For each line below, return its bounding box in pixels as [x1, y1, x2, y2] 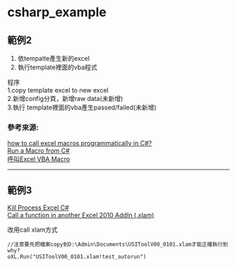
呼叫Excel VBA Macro [7, 155, 71, 163]
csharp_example [7, 4, 107, 20]
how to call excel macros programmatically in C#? [7, 139, 152, 148]
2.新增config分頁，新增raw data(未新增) [7, 95, 123, 102]
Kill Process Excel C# [7, 203, 69, 212]
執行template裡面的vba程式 [17, 63, 97, 71]
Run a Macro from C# [7, 146, 71, 155]
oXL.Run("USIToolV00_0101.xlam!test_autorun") [7, 254, 147, 261]
